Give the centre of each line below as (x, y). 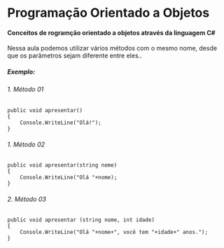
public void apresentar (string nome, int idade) (81, 220)
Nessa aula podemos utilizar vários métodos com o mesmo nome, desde (112, 48)
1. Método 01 (26, 90)
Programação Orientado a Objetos (108, 13)
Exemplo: (21, 71)
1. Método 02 (26, 144)
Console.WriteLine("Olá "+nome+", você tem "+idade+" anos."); (114, 233)
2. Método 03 (27, 199)
